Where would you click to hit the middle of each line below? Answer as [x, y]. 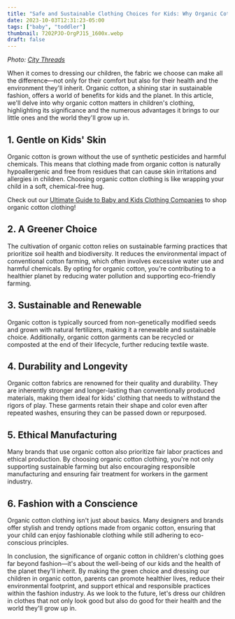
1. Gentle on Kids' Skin [57, 140]
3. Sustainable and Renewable [74, 305]
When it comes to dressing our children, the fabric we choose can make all [115, 73]
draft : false [26, 40]
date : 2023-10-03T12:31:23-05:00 [56, 20]
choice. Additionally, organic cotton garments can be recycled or [100, 337]
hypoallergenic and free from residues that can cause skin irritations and [112, 171]
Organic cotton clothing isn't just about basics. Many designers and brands [115, 520]
